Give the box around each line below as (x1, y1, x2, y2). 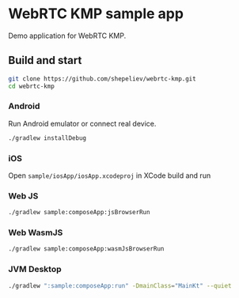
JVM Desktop (8, 264, 62, 275)
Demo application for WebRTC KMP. (8, 31, 127, 40)
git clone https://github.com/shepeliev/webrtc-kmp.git (8, 74, 196, 83)
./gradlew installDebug (8, 134, 87, 142)
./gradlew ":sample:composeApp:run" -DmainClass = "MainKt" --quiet (8, 281, 232, 289)
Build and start (8, 54, 82, 67)
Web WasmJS (8, 227, 63, 238)
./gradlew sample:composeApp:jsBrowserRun (8, 209, 150, 217)
